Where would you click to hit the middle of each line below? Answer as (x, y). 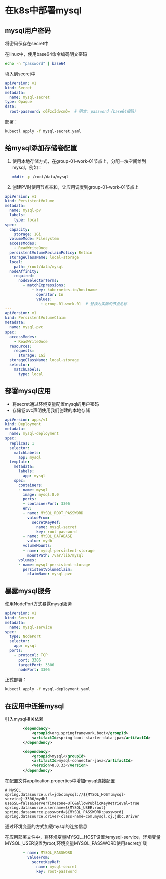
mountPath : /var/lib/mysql (55, 555)
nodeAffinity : (24, 271)
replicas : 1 (22, 443)
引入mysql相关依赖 (24, 719)
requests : (24, 351)
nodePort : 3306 (34, 669)
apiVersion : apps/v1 (27, 420)
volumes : (27, 560)
